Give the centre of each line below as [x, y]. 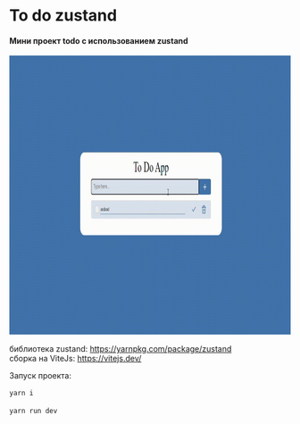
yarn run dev [33, 412]
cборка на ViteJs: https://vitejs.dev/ [75, 359]
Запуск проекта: [41, 376]
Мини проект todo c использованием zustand [99, 40]
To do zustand [63, 16]
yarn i [21, 394]
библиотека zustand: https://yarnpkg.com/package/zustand [121, 349]
